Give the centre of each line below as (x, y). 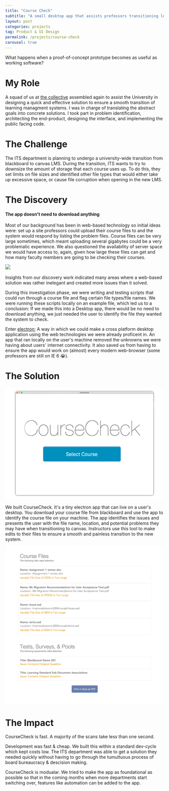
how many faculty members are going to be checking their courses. (75, 257)
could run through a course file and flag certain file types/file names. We (80, 298)
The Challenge (36, 144)
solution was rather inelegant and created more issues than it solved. (77, 283)
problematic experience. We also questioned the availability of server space (84, 247)
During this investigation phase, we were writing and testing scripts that (79, 293)
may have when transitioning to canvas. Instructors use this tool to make (80, 528)
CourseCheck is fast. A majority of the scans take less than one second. (80, 737)
